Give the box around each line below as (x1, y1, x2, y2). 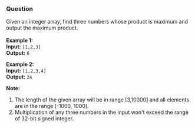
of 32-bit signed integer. (14, 115, 74, 122)
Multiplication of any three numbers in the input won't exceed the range (14, 109, 189, 116)
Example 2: (6, 61, 34, 68)
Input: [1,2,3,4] (6, 67, 47, 74)
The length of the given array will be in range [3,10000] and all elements (14, 96, 190, 103)
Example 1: (6, 37, 34, 44)
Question (6, 5, 34, 13)
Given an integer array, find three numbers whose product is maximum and (6, 18, 189, 25)
